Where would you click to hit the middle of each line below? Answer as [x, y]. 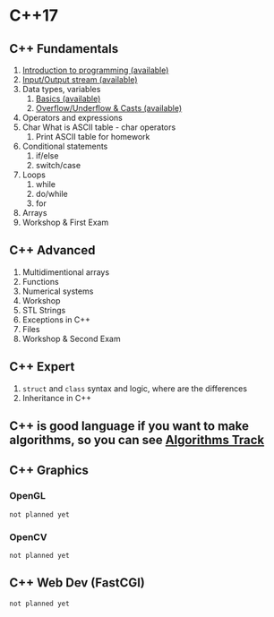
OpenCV [28, 536]
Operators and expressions [72, 118]
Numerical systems [58, 291]
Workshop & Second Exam [71, 338]
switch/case [58, 165]
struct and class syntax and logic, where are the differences [135, 388]
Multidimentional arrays [66, 272]
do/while [52, 194]
